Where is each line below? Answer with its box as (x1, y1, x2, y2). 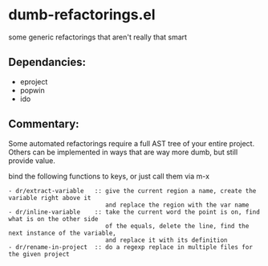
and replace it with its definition (105, 235, 228, 244)
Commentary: (8, 117, 79, 131)
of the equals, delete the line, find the (105, 222, 250, 230)
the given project (8, 250, 70, 258)
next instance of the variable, (8, 229, 116, 237)
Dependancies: (8, 55, 87, 69)
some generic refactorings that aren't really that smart (8, 32, 187, 42)
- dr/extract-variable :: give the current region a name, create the (8, 186, 257, 194)
